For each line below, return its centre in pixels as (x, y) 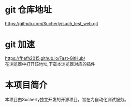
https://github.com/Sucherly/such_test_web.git (51, 23)
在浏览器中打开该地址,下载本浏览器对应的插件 (50, 64)
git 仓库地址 (29, 10)
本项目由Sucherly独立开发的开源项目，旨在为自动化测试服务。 (67, 99)
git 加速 (20, 45)
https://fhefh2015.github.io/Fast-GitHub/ (45, 58)
